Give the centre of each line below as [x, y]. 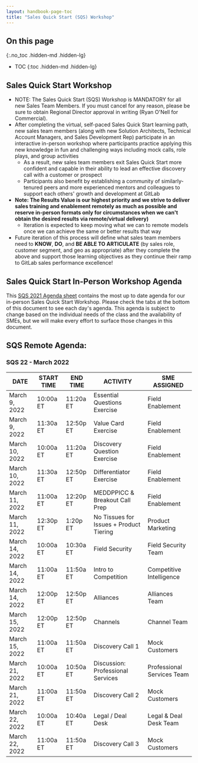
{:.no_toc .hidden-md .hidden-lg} [46, 55]
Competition [110, 577]
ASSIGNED [168, 385]
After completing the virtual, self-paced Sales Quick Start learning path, [101, 125]
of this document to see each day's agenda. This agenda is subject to [91, 308]
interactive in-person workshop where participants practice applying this [103, 144]
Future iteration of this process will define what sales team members [98, 238]
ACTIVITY [118, 381]
